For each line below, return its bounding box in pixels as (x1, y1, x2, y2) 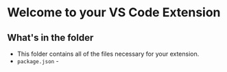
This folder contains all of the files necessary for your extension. (16, 50, 200, 58)
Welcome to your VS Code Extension (7, 5, 221, 20)
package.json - (16, 57, 60, 65)
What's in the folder (7, 32, 94, 43)
